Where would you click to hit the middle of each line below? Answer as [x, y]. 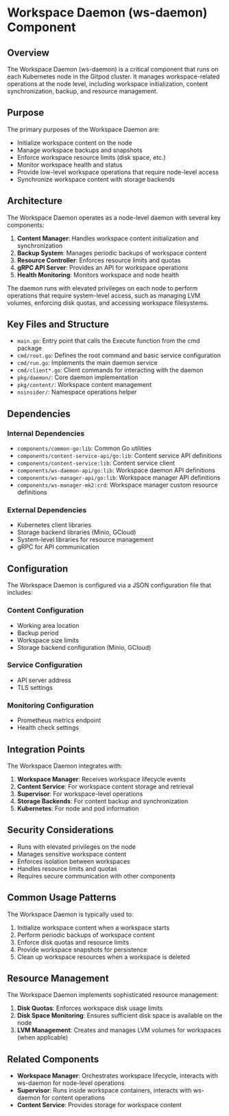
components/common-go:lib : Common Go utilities [84, 448]
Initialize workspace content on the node [74, 143]
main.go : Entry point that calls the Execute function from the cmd [108, 341]
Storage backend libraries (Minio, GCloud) [76, 532]
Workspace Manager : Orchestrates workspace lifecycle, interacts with [117, 1076]
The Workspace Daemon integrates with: [65, 766]
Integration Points [46, 749]
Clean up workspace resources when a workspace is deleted [104, 957]
